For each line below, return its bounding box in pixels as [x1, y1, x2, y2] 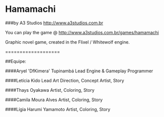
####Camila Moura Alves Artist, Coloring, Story [5, 97, 103, 103]
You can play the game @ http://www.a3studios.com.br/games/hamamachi [5, 29, 159, 35]
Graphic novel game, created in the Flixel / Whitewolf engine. [5, 39, 130, 45]
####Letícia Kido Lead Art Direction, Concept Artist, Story [5, 77, 124, 83]
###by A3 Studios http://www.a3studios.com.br [5, 20, 103, 26]
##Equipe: [5, 58, 26, 64]
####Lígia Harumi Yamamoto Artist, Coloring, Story [5, 106, 111, 112]
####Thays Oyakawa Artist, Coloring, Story [5, 87, 95, 93]
